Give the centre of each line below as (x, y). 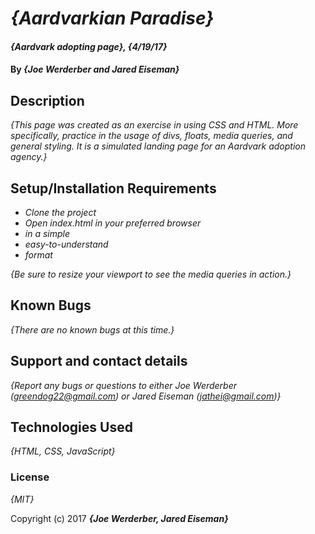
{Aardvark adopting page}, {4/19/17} (89, 46)
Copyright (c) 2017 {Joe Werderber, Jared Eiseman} (119, 518)
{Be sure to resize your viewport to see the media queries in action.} (151, 274)
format (38, 255)
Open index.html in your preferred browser (113, 223)
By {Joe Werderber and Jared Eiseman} (95, 69)
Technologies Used (71, 427)
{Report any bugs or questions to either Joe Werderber (124, 385)
